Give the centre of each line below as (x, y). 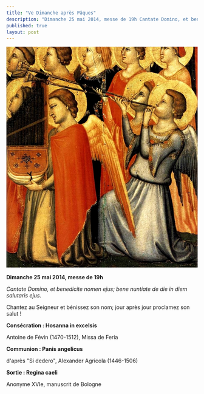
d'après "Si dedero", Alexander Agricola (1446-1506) (72, 361)
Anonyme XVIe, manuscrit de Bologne (54, 384)
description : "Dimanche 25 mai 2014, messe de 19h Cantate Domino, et (97, 19)
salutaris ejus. (24, 296)
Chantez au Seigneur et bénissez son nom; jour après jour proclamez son (98, 307)
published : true (27, 25)
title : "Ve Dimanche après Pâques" (51, 13)
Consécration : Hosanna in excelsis (52, 325)
